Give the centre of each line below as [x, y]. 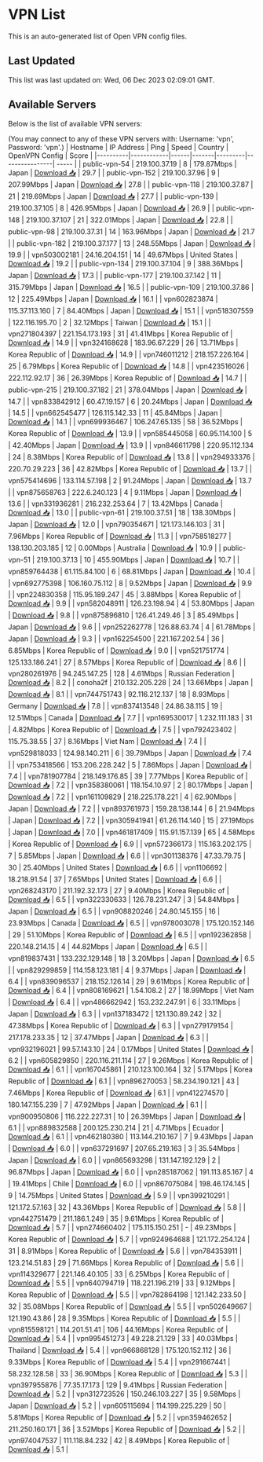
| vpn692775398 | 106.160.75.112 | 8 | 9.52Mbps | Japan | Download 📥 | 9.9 [130, 583]
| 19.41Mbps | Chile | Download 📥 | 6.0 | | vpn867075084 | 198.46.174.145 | [129, 1183]
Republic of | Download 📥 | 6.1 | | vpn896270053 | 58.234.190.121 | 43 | [124, 1081]
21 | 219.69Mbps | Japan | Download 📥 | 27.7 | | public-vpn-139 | [113, 196]
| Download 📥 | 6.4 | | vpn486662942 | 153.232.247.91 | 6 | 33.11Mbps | [124, 1002]
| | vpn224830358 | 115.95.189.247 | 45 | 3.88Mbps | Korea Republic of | [124, 594]
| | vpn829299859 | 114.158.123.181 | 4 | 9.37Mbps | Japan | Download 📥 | [127, 970]
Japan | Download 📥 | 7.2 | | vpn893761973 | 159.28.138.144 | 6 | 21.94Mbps [131, 808]
